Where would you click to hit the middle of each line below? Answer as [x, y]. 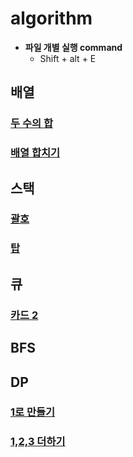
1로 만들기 [33, 412]
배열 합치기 [35, 153]
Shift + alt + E [68, 58]
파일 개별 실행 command [73, 47]
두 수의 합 [31, 124]
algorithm [51, 18]
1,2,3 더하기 [38, 442]
